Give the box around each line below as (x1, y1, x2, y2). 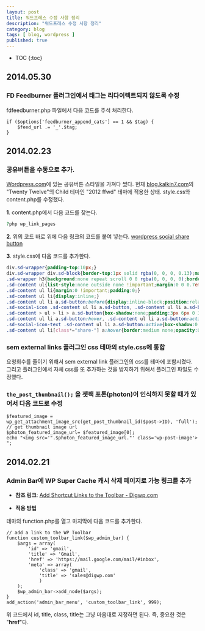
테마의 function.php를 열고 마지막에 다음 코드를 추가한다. (6, 518, 143, 525)
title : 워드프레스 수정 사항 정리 (6, 15, 80, 21)
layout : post (6, 9, 40, 15)
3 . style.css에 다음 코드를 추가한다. (6, 252, 91, 260)
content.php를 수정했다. (6, 196, 65, 203)
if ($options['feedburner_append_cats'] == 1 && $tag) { (6, 119, 154, 125)
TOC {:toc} (15, 54, 43, 61)
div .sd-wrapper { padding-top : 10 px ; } (6, 264, 97, 271)
